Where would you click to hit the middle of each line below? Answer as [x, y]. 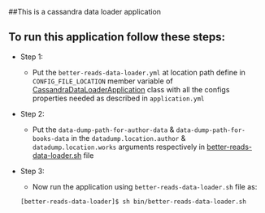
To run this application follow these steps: [117, 37]
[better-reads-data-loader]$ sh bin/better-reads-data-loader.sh [133, 202]
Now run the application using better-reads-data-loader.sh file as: [145, 186]
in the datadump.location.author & [128, 138]
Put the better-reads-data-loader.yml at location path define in [139, 72]
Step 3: [32, 171]
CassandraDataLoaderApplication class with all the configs [131, 89]
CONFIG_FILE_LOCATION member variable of [102, 81]
